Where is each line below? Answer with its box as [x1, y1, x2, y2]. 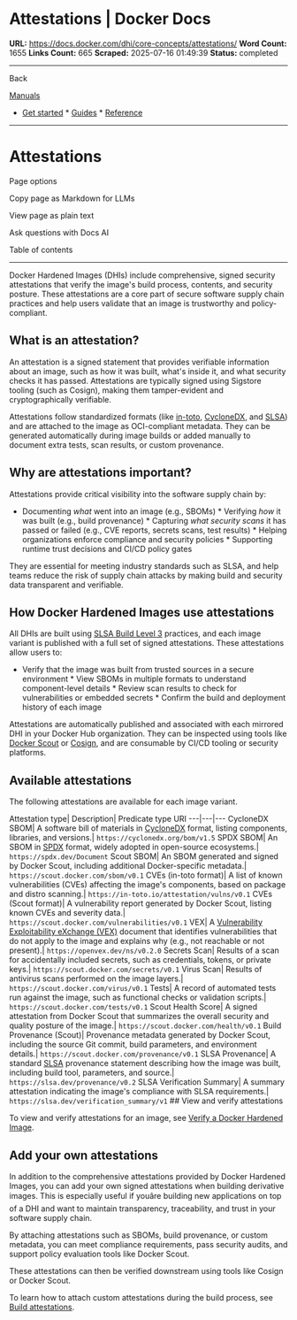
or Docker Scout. [9, 1275, 72, 1285]
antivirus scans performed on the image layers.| [9, 973, 184, 984]
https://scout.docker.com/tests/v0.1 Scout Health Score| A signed [9, 1002, 258, 1012]
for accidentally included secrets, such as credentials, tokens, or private [9, 955, 272, 965]
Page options [9, 175, 57, 186]
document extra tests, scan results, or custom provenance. [9, 439, 224, 450]
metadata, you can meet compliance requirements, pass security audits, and [9, 1239, 288, 1249]
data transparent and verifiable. [9, 579, 124, 590]
